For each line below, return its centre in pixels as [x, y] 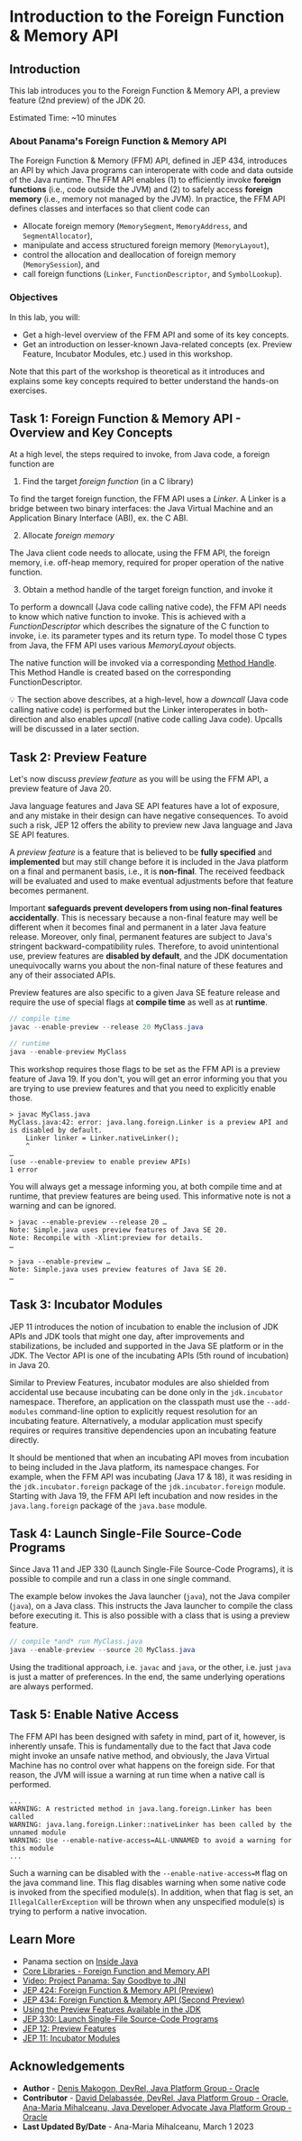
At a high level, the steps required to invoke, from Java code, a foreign [140, 455]
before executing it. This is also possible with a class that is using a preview [150, 1615]
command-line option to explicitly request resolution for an [149, 1411]
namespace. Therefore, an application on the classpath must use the [137, 1401]
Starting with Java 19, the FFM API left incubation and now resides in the [143, 1495]
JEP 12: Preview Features [69, 2028]
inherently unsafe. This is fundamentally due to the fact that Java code [141, 1746]
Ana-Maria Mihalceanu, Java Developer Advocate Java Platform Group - [157, 2107]
